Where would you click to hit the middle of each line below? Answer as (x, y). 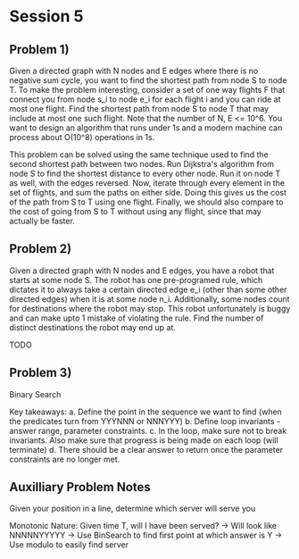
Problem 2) (41, 249)
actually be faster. (42, 221)
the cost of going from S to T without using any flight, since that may (135, 211)
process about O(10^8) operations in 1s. (82, 137)
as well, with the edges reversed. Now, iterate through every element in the (147, 183)
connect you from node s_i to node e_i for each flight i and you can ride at (145, 99)
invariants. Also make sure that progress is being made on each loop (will (144, 440)
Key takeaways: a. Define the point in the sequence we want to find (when (146, 412)
